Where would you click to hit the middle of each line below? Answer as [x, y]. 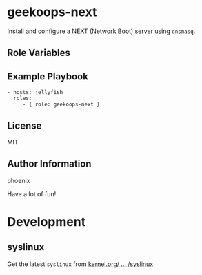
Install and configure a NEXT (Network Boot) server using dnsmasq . [101, 31]
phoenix [19, 180]
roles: [23, 98]
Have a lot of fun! [32, 193]
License [24, 125]
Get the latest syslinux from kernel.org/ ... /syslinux [80, 264]
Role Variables [39, 53]
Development [47, 221]
